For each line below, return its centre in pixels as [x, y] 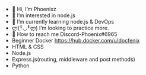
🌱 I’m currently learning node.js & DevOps [63, 22]
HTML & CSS [28, 47]
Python [20, 66]
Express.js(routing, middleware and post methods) [73, 59]
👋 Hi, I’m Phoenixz [34, 9]
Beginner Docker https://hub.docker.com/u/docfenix [76, 40]
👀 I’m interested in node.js [44, 15]
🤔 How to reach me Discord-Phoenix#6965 [64, 34]
